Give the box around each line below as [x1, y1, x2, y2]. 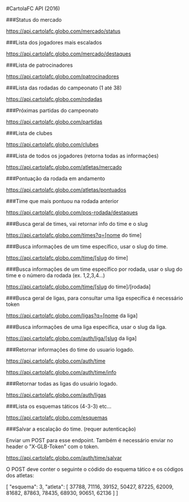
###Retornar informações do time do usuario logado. [6, 346, 135, 353]
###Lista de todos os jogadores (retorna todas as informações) [6, 152, 159, 159]
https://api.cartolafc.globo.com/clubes [6, 141, 99, 148]
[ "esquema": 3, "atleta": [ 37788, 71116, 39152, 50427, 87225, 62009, [6, 483, 174, 490]
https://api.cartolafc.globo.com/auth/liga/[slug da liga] [6, 335, 137, 342]
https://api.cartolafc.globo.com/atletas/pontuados [6, 187, 127, 193]
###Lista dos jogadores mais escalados [6, 39, 102, 46]
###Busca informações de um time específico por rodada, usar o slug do [6, 266, 183, 273]
